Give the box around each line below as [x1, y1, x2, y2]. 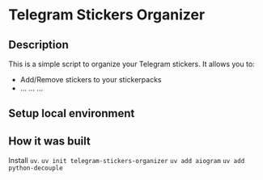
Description [8, 38, 69, 52]
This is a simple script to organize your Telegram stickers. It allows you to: [8, 59, 255, 69]
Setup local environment [8, 107, 135, 120]
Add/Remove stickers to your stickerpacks [19, 75, 162, 84]
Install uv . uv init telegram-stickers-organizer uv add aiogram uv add [8, 156, 245, 165]
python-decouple [8, 164, 63, 173]
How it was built [8, 134, 91, 148]
